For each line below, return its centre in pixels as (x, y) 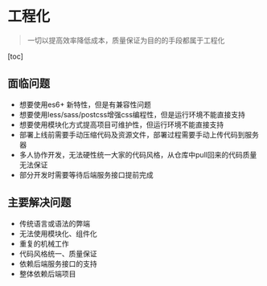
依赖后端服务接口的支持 (58, 264)
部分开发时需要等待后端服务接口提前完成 (86, 174)
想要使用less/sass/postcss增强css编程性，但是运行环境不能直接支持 (132, 114)
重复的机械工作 (44, 243)
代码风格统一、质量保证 (58, 253)
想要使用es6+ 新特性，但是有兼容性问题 (85, 104)
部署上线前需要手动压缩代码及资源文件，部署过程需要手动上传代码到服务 (139, 134)
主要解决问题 (39, 203)
